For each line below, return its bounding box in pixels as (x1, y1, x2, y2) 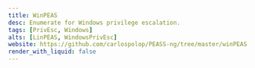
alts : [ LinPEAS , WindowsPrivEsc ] (8, 33, 118, 41)
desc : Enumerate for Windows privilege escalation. (8, 19, 180, 27)
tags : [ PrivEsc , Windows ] (8, 26, 93, 34)
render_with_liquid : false (8, 48, 97, 55)
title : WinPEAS (8, 11, 58, 20)
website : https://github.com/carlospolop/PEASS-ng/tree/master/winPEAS (8, 41, 247, 48)
